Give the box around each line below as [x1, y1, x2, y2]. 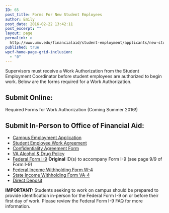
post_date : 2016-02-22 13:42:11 [5, 21, 73, 27]
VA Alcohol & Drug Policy [12, 151, 65, 157]
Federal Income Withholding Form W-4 [12, 167, 93, 173]
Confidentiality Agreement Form [12, 146, 79, 151]
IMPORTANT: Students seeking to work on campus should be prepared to [5, 187, 159, 193]
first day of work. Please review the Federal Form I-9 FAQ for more [5, 198, 143, 204]
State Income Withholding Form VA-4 [12, 172, 90, 178]
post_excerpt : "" [5, 26, 42, 31]
